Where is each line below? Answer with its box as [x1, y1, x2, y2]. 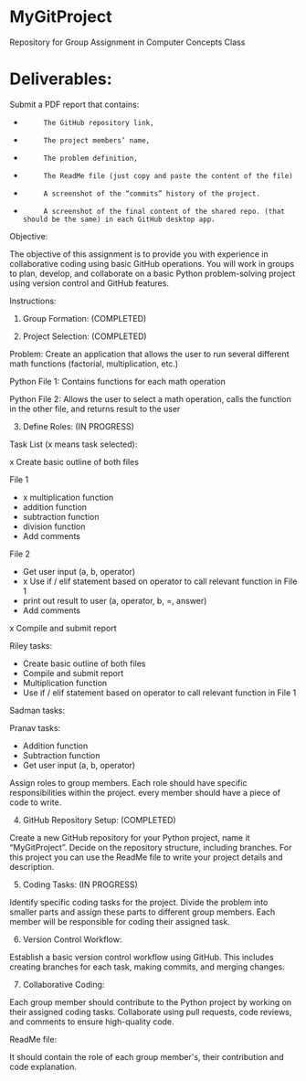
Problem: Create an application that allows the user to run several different [9, 348, 290, 359]
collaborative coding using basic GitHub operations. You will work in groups [9, 258, 295, 269]
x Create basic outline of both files [9, 456, 140, 467]
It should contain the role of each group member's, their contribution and [9, 1051, 285, 1062]
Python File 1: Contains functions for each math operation [9, 376, 226, 387]
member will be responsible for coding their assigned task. [9, 916, 230, 927]
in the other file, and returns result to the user [9, 403, 181, 414]
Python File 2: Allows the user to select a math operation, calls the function [9, 393, 291, 404]
